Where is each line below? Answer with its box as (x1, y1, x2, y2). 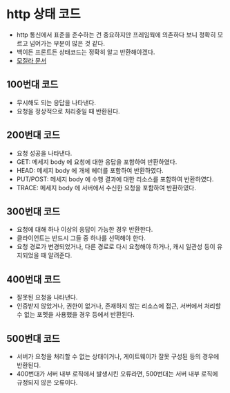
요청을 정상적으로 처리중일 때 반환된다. (16, 107, 120, 115)
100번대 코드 (6, 79, 59, 91)
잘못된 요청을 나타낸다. (16, 293, 78, 302)
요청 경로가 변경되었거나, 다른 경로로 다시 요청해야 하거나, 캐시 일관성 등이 (16, 243, 215, 251)
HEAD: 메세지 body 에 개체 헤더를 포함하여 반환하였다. (16, 166, 164, 174)
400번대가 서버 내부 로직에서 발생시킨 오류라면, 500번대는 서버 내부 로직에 (16, 369, 218, 378)
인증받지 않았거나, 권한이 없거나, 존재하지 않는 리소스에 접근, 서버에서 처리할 (16, 302, 222, 310)
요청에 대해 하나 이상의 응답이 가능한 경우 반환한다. (16, 226, 153, 234)
